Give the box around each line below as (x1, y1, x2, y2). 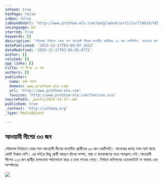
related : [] (5, 57, 29, 61)
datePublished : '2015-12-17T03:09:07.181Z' (5, 43, 95, 48)
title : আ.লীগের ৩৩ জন (5, 66, 45, 71)
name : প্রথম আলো (9, 79, 36, 84)
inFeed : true (5, 7, 32, 12)
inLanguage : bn (5, 25, 36, 30)
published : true (5, 102, 38, 106)
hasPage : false (5, 12, 36, 16)
